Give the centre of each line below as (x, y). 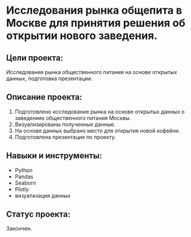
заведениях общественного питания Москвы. (73, 118)
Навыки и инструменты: (54, 156)
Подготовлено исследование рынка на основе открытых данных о (100, 112)
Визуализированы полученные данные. (65, 124)
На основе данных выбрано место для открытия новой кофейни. (97, 130)
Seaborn (25, 183)
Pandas (24, 176)
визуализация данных (43, 195)
